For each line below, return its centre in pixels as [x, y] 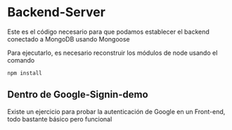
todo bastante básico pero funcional [60, 119]
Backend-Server [56, 12]
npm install [25, 73]
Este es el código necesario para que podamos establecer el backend [108, 32]
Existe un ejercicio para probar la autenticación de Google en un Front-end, [116, 111]
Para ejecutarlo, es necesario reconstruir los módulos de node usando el [112, 53]
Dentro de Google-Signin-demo [78, 95]
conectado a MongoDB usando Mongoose [69, 39]
